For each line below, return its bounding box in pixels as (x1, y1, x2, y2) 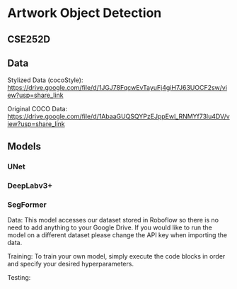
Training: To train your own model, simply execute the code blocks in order (7, 251, 226, 260)
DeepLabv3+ (7, 181, 53, 191)
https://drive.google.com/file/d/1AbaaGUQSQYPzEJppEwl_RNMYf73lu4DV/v (7, 112, 230, 121)
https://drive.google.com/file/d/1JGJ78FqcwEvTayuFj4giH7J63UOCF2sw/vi (7, 84, 228, 92)
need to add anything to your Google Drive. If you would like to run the (7, 223, 212, 232)
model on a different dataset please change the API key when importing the (7, 230, 228, 239)
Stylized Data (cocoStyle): (7, 76, 83, 84)
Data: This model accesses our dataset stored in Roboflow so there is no (7, 215, 219, 224)
